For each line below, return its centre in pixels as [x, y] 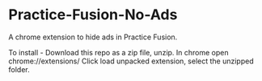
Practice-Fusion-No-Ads [93, 15]
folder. [19, 69]
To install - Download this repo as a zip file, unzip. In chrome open [118, 52]
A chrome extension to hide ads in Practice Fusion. [93, 37]
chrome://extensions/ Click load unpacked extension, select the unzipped [131, 61]
